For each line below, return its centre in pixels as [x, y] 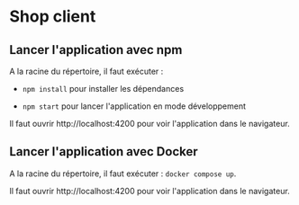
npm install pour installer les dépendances [103, 89]
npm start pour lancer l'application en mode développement [134, 106]
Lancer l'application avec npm [96, 50]
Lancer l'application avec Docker [104, 152]
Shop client [53, 17]
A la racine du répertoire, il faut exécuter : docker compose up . [123, 174]
